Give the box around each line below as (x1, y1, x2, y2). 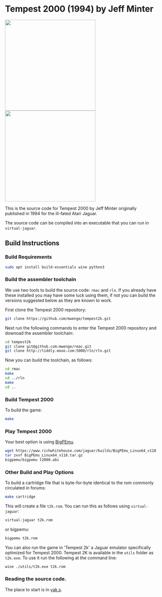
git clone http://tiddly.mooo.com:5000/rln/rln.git (5, 348, 111, 353)
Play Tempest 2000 (5, 428, 52, 435)
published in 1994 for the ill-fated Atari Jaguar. (5, 210, 97, 216)
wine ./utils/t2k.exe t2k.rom (5, 564, 66, 569)
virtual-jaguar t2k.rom (5, 518, 53, 522)
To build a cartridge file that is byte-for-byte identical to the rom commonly (5, 480, 154, 486)
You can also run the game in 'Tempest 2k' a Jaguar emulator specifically (5, 544, 151, 550)
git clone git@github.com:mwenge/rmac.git (5, 344, 92, 349)
